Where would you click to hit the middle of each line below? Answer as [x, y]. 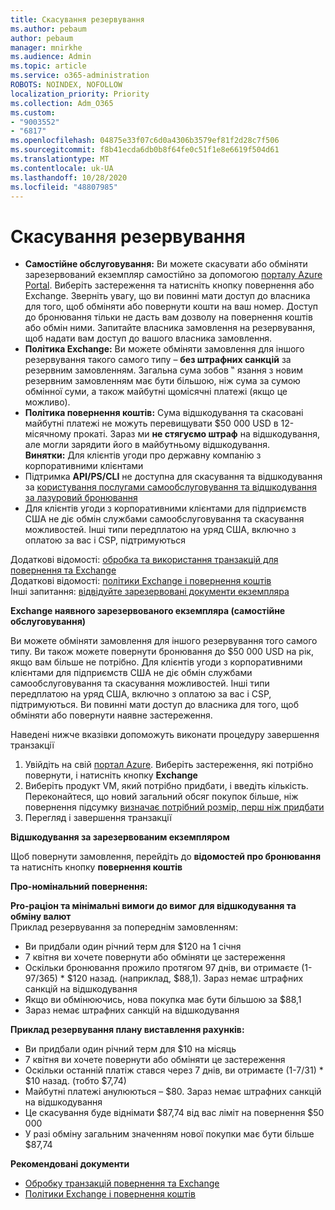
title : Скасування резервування [77, 19]
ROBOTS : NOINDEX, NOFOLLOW [66, 85]
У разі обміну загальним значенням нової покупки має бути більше [169, 1134]
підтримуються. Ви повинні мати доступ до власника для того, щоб [155, 705]
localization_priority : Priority [80, 94]
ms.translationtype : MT [60, 159]
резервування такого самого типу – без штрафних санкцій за [158, 360]
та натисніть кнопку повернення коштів [96, 867]
